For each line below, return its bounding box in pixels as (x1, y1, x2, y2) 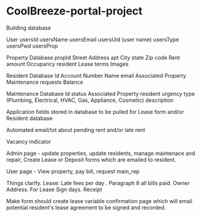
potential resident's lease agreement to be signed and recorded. (6, 204, 166, 211)
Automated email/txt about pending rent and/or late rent (6, 126, 145, 133)
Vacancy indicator (6, 137, 51, 145)
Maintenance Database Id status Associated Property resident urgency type (6, 90, 195, 97)
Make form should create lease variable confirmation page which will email (6, 197, 193, 204)
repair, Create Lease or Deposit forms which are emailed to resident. (6, 156, 176, 163)
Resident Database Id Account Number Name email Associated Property (6, 72, 187, 79)
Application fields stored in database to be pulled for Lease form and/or (6, 108, 184, 115)
